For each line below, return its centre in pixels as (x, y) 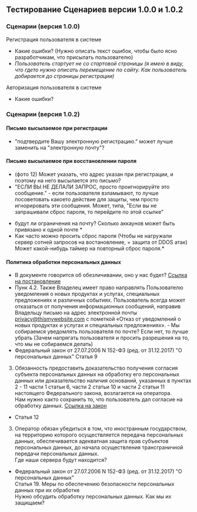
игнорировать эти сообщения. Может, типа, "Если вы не (86, 206)
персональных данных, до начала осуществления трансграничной (99, 448)
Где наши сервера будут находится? (61, 460)
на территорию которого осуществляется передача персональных (99, 435)
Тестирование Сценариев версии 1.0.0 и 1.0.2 (95, 10)
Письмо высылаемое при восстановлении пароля (71, 161)
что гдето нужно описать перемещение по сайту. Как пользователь (101, 70)
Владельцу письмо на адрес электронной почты (76, 313)
